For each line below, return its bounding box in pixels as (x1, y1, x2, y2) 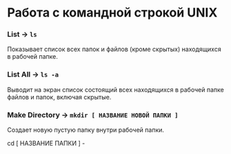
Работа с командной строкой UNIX (7, 5, 218, 21)
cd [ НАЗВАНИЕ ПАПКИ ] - (7, 139, 86, 148)
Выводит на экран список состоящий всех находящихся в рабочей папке (7, 85, 224, 94)
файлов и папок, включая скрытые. (7, 93, 112, 101)
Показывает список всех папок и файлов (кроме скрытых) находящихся (7, 45, 222, 53)
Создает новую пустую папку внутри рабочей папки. (7, 126, 164, 134)
